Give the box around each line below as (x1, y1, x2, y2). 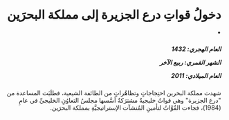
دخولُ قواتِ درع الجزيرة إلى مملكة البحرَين (7, 7, 221, 23)
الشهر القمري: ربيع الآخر (159, 58, 221, 66)
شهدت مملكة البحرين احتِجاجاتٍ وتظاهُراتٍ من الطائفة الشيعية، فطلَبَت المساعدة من (6, 89, 221, 97)
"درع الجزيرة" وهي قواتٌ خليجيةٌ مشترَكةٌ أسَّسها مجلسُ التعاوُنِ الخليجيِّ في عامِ (19, 97, 221, 105)
